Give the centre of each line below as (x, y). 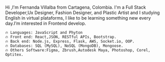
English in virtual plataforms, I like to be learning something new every (78, 18)
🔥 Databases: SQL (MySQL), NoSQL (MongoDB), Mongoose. (64, 46)
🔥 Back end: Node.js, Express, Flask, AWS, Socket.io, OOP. (70, 41)
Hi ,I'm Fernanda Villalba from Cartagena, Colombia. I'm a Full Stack (76, 7)
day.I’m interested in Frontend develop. (46, 23)
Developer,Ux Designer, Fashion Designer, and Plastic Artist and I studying (82, 13)
